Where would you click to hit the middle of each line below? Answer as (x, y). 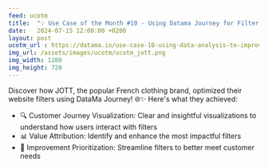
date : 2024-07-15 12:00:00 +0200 (67, 30)
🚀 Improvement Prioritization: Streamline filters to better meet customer (137, 147)
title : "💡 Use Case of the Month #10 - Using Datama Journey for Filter (134, 23)
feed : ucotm (28, 16)
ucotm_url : (28, 46)
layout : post (30, 38)
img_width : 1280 (35, 61)
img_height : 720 (35, 68)
